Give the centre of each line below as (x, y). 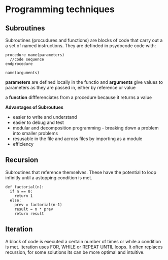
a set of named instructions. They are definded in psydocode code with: (81, 46)
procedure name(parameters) (35, 55)
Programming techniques (60, 9)
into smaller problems (35, 133)
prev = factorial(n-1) (38, 205)
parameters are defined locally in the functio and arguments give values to (84, 82)
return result (29, 214)
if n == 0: (21, 191)
